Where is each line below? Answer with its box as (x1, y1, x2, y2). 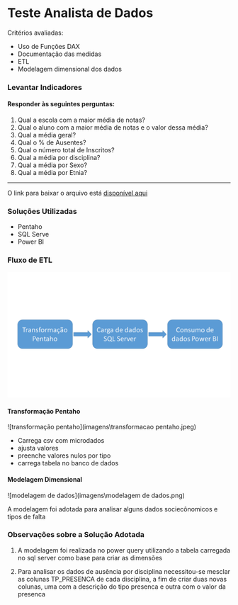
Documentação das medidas (17, 50, 102, 58)
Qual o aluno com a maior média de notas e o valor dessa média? (17, 123, 209, 132)
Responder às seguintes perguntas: (7, 100, 115, 108)
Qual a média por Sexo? (17, 161, 87, 169)
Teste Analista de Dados (7, 5, 154, 21)
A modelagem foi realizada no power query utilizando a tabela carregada (17, 545, 231, 554)
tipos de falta (7, 512, 46, 521)
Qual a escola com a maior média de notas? (17, 115, 145, 125)
